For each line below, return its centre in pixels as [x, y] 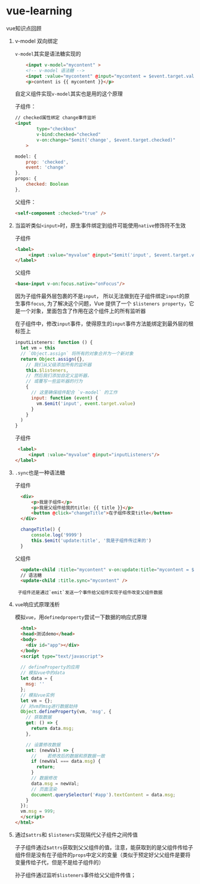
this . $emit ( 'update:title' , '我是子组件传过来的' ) [91, 541]
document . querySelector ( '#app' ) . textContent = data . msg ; [103, 795]
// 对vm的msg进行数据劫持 [49, 706]
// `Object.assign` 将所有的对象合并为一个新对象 [77, 354]
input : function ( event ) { [64, 398]
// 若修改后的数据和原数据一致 [68, 756]
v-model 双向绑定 [36, 41]
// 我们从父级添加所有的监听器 [59, 365]
